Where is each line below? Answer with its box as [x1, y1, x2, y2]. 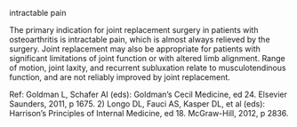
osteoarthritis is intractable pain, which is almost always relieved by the [9, 35, 270, 44]
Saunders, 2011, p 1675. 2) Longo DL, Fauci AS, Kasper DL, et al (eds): [9, 99, 265, 109]
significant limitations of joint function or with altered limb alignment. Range [9, 53, 286, 63]
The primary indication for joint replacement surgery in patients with [9, 25, 259, 35]
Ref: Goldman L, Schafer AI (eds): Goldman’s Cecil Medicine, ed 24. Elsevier [9, 89, 287, 99]
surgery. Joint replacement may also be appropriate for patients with [9, 44, 261, 54]
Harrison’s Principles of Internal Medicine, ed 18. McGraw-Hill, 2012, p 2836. [9, 108, 289, 118]
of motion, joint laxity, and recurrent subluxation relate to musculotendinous [9, 62, 286, 73]
